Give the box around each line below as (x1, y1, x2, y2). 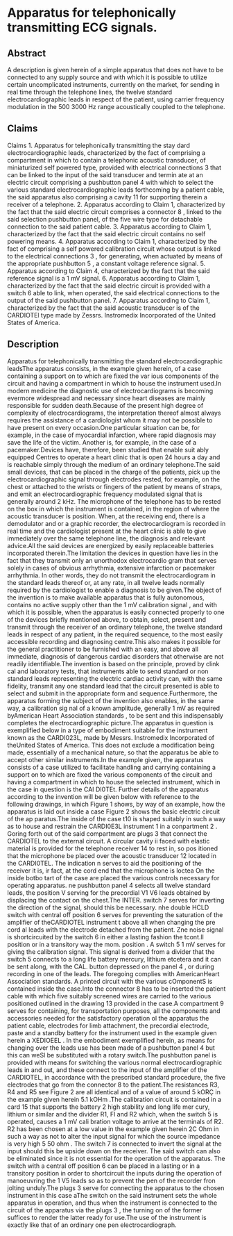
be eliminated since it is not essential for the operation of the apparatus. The (7, 1154, 225, 1162)
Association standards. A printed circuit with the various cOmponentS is (7, 977, 213, 985)
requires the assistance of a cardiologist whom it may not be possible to (7, 415, 213, 425)
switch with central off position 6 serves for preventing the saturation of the (7, 910, 223, 918)
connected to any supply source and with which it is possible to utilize (7, 73, 207, 81)
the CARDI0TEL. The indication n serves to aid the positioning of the (7, 859, 202, 867)
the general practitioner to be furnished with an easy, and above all (7, 645, 199, 653)
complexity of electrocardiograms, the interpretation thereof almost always (7, 409, 221, 417)
